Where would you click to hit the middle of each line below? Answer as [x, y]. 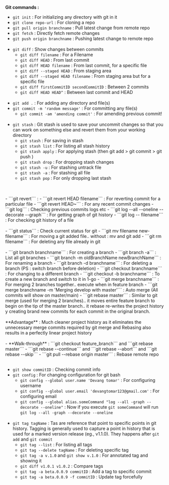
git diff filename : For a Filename [57, 55]
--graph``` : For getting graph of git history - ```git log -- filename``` [94, 215]
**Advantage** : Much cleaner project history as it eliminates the [73, 322]
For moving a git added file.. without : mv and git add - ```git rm [96, 236]
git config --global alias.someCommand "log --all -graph [82, 402]
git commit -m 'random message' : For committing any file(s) [75, 108]
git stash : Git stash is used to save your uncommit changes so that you [88, 124]
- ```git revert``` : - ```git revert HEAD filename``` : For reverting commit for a [83, 199]
